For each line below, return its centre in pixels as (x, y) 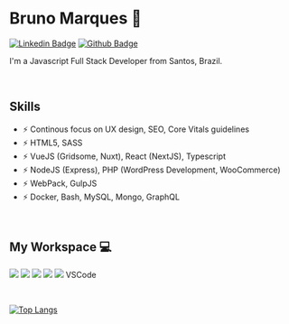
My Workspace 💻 (61, 247)
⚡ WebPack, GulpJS (60, 183)
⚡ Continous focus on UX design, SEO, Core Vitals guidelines (136, 129)
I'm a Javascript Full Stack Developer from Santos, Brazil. (116, 60)
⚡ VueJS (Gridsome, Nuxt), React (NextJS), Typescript (124, 156)
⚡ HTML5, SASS (52, 143)
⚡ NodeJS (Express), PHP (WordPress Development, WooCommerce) (152, 170)
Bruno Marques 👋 (76, 19)
